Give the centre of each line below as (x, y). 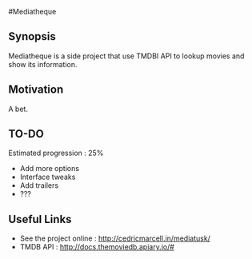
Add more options (50, 169)
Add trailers (39, 185)
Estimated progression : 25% (56, 153)
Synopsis (32, 36)
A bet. (18, 109)
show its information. (43, 64)
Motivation (36, 90)
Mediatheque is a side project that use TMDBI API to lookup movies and (126, 56)
